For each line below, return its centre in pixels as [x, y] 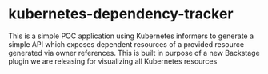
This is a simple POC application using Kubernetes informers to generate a [131, 36]
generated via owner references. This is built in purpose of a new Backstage [134, 53]
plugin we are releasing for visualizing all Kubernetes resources [113, 61]
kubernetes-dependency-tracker [121, 14]
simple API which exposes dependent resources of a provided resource [126, 44]
